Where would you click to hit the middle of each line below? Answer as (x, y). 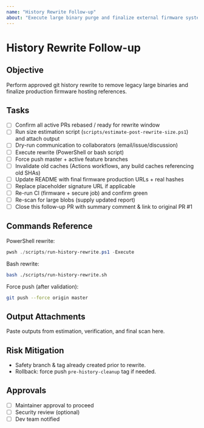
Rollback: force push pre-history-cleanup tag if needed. (86, 371)
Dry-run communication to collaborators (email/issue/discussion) (96, 145)
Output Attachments (46, 316)
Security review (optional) (47, 412)
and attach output (37, 139)
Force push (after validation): (42, 286)
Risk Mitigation (35, 350)
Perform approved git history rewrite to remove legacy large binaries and (97, 85)
